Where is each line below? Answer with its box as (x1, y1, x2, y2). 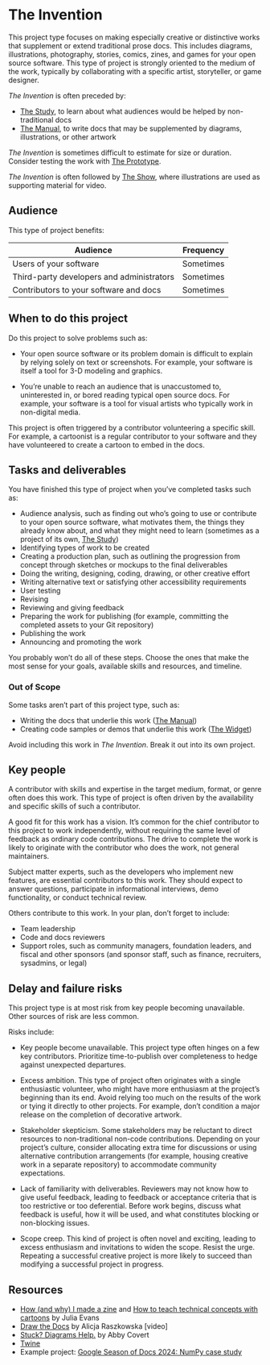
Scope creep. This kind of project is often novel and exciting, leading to (19, 1234, 256, 1243)
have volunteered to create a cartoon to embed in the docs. (8, 439, 205, 449)
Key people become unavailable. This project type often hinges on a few (19, 1042, 260, 1053)
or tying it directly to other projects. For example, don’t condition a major (19, 1101, 260, 1111)
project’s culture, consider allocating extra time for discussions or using (19, 1142, 257, 1152)
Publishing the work (19, 629, 86, 639)
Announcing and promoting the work (19, 637, 142, 647)
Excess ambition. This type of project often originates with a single (19, 1076, 241, 1085)
